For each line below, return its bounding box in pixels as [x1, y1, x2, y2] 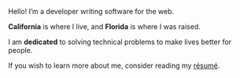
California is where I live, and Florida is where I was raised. [8, 22, 201, 31]
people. [8, 46, 33, 54]
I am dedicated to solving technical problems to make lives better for [8, 37, 232, 46]
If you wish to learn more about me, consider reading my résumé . [8, 61, 220, 70]
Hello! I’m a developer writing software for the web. [8, 7, 175, 16]
